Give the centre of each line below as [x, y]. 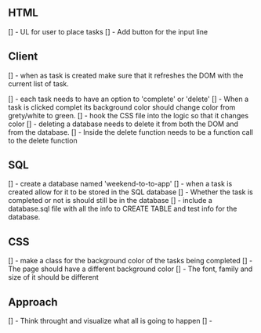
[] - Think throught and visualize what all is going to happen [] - [111, 321]
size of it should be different [54, 277]
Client [23, 57]
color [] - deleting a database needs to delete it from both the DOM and [123, 124]
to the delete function [43, 140]
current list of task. [38, 83]
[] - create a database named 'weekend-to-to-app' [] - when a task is [120, 184]
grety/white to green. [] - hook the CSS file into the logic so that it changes [129, 115]
